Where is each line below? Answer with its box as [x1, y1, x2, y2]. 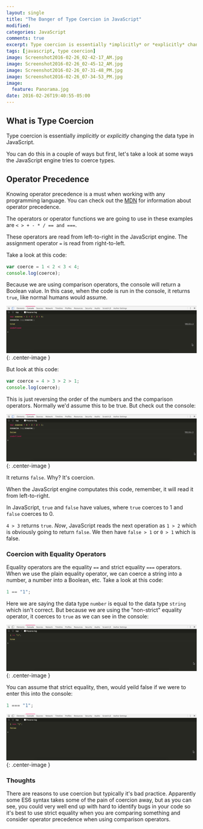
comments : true [6, 35, 45, 42]
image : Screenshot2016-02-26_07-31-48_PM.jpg [6, 67, 123, 73]
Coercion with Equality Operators [6, 550, 106, 558]
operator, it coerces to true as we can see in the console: [6, 612, 149, 620]
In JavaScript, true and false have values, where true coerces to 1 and [6, 503, 183, 511]
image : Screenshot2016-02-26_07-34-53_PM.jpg [6, 73, 123, 80]
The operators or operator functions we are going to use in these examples [6, 215, 193, 222]
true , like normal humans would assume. [6, 294, 108, 301]
